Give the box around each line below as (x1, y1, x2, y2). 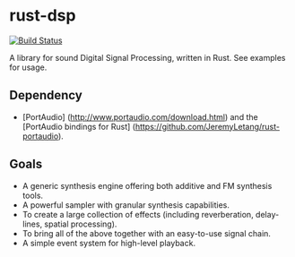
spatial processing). (44, 218, 117, 229)
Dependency (9, 88, 82, 103)
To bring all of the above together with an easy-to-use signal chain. (22, 227, 272, 238)
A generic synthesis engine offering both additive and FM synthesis (22, 180, 273, 191)
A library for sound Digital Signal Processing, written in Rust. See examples (9, 52, 286, 63)
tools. (22, 190, 43, 201)
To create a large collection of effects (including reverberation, (22, 209, 254, 219)
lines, (22, 218, 43, 229)
